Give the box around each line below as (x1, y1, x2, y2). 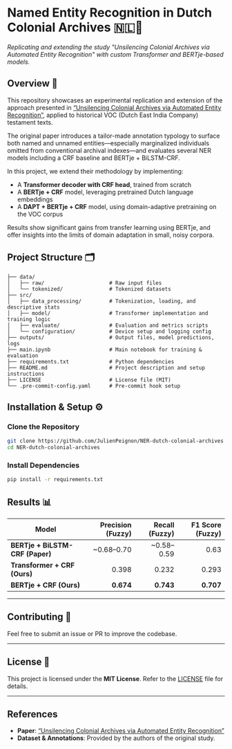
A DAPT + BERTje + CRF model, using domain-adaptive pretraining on (17, 202, 217, 210)
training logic (7, 316, 51, 323)
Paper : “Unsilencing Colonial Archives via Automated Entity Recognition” (17, 727, 224, 735)
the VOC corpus (17, 210, 64, 218)
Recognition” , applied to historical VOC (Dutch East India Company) (7, 111, 199, 119)
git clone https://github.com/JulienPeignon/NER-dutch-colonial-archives (7, 437, 224, 444)
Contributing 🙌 (7, 611, 72, 623)
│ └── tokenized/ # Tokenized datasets (7, 285, 171, 292)
